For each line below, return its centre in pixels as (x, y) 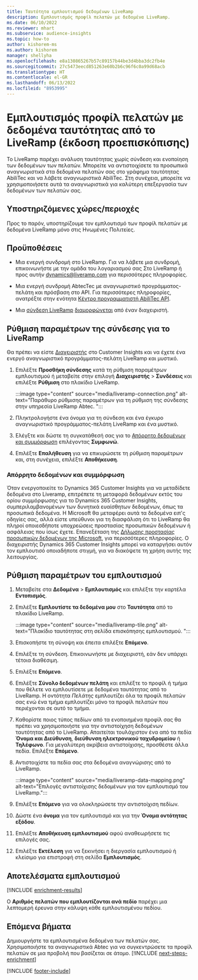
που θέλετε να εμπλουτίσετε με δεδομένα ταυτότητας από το (91, 690)
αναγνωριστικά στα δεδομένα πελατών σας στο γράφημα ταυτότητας (93, 171)
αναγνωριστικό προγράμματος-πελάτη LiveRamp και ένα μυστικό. (97, 424)
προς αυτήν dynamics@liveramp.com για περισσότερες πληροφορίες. (101, 275)
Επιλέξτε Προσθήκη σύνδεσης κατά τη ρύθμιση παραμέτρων (91, 370)
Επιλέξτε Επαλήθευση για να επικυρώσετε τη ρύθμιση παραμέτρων (99, 453)
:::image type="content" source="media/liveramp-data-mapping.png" (100, 780)
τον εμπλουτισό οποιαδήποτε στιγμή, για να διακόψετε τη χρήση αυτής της (99, 550)
